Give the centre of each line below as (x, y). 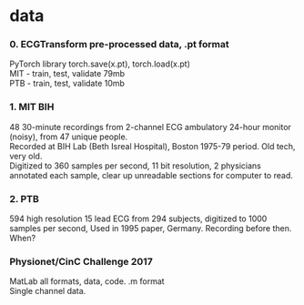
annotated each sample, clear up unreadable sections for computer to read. (151, 175)
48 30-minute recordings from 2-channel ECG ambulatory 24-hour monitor (150, 127)
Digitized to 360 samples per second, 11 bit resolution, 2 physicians (135, 166)
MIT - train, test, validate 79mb (67, 74)
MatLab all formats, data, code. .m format (87, 281)
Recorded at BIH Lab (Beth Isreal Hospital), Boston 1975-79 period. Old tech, (152, 146)
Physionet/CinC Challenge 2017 (81, 262)
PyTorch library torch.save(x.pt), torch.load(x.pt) (100, 64)
